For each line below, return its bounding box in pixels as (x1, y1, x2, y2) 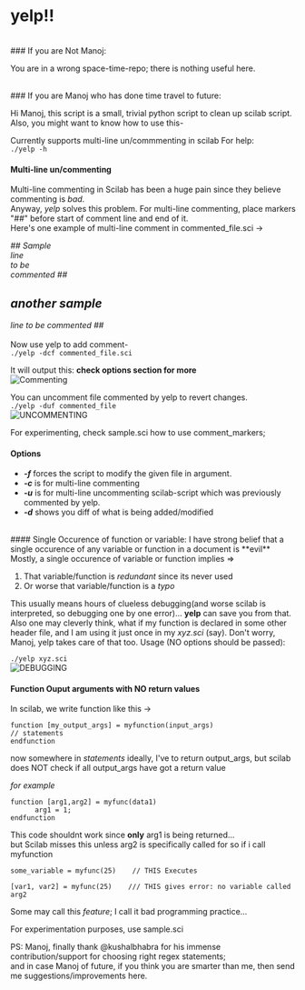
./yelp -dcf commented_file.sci (10, 348, 133, 357)
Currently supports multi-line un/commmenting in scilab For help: (10, 135, 255, 145)
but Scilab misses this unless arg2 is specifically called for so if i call (10, 839, 266, 850)
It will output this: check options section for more (10, 365, 197, 375)
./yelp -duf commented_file (10, 401, 117, 410)
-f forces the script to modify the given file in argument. (23, 468, 232, 479)
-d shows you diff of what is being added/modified (23, 506, 214, 518)
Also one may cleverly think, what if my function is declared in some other (10, 617, 287, 628)
